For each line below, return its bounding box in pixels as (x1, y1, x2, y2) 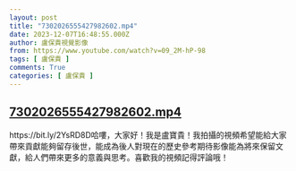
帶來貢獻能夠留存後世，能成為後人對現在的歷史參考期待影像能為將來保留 (9, 141, 275, 151)
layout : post (9, 13, 58, 22)
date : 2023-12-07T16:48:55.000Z (9, 30, 130, 38)
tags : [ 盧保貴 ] (9, 55, 70, 64)
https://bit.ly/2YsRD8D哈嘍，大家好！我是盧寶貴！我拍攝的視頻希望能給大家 (9, 129, 288, 140)
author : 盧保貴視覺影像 (9, 38, 89, 47)
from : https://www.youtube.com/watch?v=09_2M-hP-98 (9, 47, 206, 56)
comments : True (9, 64, 66, 73)
